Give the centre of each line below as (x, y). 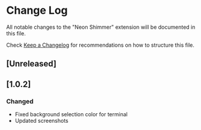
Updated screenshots (42, 121)
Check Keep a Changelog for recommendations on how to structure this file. (100, 45)
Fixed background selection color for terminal (71, 114)
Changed (20, 101)
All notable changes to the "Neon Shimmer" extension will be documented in (101, 27)
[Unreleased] (31, 64)
